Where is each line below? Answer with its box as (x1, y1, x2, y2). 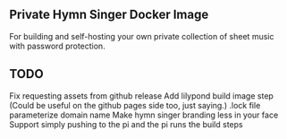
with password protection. (9, 40, 106, 51)
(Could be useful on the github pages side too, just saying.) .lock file (9, 100, 261, 110)
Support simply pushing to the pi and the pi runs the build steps (9, 118, 243, 129)
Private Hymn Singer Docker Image (9, 7, 209, 22)
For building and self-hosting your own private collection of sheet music (9, 30, 274, 41)
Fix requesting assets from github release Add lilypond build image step (9, 90, 274, 101)
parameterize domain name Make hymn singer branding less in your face (9, 109, 279, 120)
